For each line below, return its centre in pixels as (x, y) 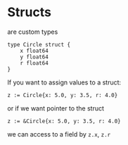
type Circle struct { (39, 44)
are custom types (33, 32)
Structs (29, 12)
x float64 (34, 51)
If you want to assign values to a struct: (64, 82)
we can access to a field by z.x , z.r (59, 134)
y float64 (34, 57)
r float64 (34, 63)
